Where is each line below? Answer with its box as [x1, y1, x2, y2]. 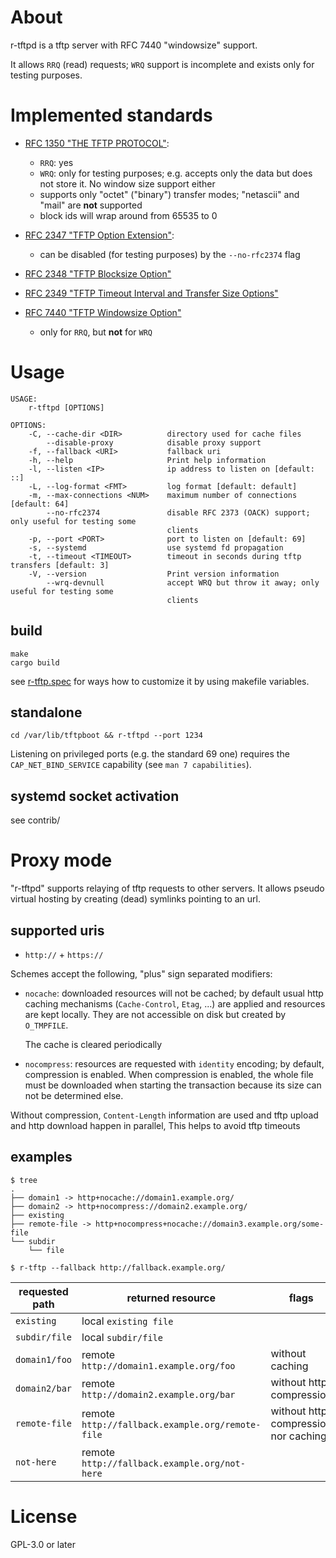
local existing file [81, 1314, 174, 1328]
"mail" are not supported [39, 199, 143, 211]
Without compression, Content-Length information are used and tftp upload [10, 1109, 319, 1121]
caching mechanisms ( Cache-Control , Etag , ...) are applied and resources [24, 998, 326, 1010]
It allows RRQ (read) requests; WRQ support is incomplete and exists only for [10, 58, 315, 70]
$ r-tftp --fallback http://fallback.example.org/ [10, 1262, 226, 1273]
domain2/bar [15, 1382, 73, 1394]
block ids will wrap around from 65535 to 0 [39, 209, 218, 221]
